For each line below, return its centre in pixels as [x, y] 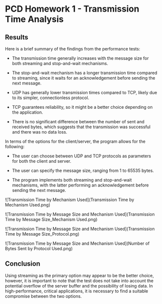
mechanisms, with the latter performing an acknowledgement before [80, 185]
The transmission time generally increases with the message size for [80, 58]
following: [15, 146]
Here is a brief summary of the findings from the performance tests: [73, 49]
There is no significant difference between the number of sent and [78, 122]
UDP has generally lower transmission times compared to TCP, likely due [84, 93]
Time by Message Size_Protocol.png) [42, 234]
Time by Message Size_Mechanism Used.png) [51, 219]
